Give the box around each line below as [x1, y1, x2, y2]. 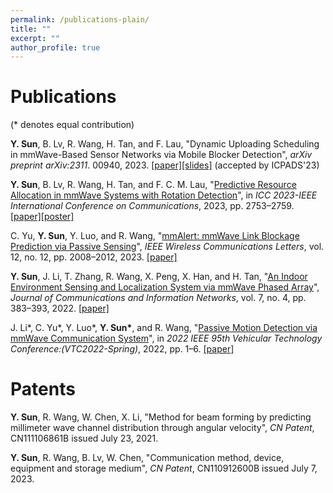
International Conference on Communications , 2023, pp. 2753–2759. [10, 200, 295, 212]
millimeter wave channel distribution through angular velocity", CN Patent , [10, 422, 315, 434]
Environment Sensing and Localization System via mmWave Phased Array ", [10, 281, 320, 293]
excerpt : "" [10, 33, 60, 43]
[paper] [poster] [10, 211, 75, 223]
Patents [10, 378, 76, 401]
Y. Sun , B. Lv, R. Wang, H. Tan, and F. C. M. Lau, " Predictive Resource [10, 179, 297, 191]
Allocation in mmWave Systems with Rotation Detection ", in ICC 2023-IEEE [10, 189, 318, 201]
